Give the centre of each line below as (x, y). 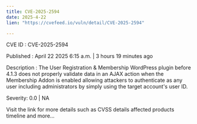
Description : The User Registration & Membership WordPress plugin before (99, 68)
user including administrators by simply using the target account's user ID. (97, 87)
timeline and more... (31, 116)
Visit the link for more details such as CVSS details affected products (90, 110)
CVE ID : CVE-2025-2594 (37, 44)
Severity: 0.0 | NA (28, 98)
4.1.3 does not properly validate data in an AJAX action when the (85, 74)
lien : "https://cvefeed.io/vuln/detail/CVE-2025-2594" (75, 23)
